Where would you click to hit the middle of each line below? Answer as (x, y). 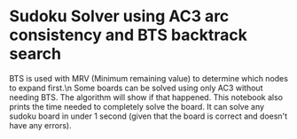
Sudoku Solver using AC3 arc (119, 16)
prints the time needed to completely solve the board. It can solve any (137, 106)
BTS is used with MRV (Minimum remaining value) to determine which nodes (148, 78)
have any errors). (41, 125)
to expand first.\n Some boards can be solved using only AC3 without (136, 88)
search (35, 54)
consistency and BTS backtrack (129, 35)
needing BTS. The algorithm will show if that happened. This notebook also (146, 97)
